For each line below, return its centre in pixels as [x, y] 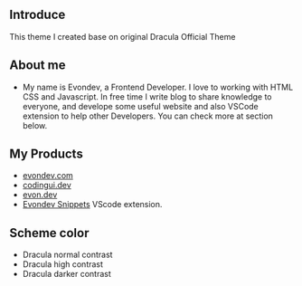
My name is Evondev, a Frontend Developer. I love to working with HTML [158, 87]
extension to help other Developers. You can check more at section [148, 116]
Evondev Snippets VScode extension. [92, 205]
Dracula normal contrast [67, 255]
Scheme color [49, 233]
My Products [46, 154]
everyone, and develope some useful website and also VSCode [141, 106]
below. [35, 125]
